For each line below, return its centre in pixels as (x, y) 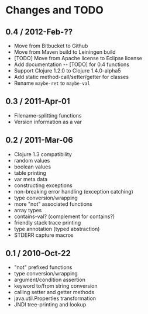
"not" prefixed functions (43, 267)
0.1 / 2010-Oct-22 (38, 253)
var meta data (31, 179)
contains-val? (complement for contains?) (64, 216)
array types (28, 210)
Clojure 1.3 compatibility (43, 154)
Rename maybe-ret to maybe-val (52, 83)
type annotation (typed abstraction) (57, 229)
